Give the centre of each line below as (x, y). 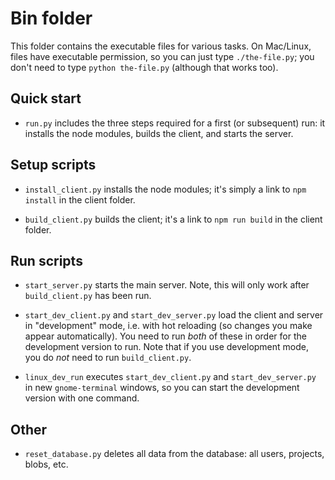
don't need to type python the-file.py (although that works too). (144, 67)
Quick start (46, 98)
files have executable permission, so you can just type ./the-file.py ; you (162, 56)
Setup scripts (53, 165)
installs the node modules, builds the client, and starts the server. (159, 133)
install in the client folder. (80, 199)
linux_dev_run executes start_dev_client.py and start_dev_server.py (170, 377)
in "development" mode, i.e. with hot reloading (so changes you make (168, 326)
